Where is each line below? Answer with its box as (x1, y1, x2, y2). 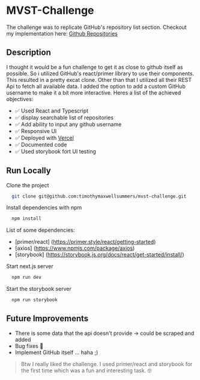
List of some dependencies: (6, 226, 75, 234)
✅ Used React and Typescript (14, 107, 89, 114)
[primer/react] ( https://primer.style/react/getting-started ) (14, 238, 156, 246)
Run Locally (6, 166, 51, 176)
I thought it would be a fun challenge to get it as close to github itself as (6, 63, 183, 70)
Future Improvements (6, 314, 89, 324)
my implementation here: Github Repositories (6, 30, 118, 37)
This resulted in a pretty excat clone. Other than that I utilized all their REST (6, 76, 192, 83)
